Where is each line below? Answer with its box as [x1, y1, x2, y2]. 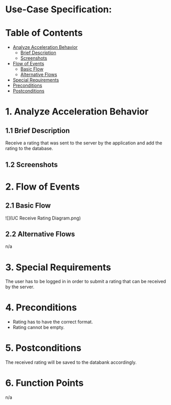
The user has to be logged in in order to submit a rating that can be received [5, 279, 166, 285]
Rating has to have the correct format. [12, 319, 93, 325]
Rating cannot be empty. [12, 324, 65, 330]
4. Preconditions [5, 302, 77, 314]
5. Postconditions [5, 342, 82, 354]
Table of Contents [5, 27, 83, 39]
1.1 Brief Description [5, 126, 70, 135]
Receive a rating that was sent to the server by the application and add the [5, 140, 162, 146]
